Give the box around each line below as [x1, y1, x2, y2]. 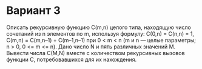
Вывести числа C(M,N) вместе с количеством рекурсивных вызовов [6, 49, 185, 56]
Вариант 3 [6, 4, 61, 18]
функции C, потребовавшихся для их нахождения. [6, 56, 137, 63]
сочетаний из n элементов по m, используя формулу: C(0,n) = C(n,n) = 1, [6, 30, 195, 37]
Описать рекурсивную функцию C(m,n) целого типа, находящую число [6, 24, 191, 31]
